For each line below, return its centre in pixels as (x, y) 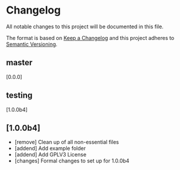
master (19, 63)
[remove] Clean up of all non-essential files (67, 142)
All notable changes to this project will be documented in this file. (85, 26)
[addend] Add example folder (50, 148)
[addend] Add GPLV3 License (50, 155)
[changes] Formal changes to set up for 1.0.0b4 (72, 161)
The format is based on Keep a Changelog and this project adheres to (90, 38)
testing (19, 96)
